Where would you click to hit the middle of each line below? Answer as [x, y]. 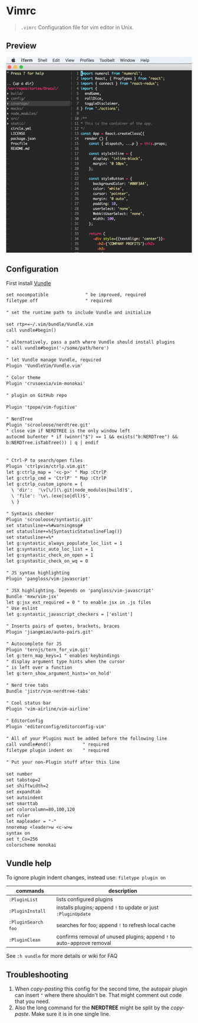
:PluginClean [24, 940]
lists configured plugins [85, 899]
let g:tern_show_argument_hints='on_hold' [59, 674]
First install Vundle [29, 283]
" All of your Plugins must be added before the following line [87, 739]
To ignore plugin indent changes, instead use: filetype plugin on [86, 877]
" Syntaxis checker [30, 514]
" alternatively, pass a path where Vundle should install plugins [91, 342]
